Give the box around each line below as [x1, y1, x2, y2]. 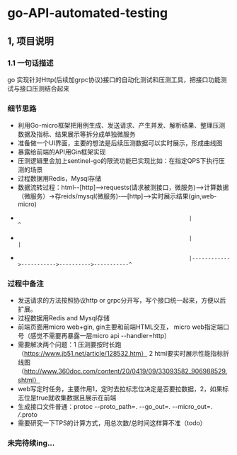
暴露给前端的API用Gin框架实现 [17, 147, 106, 157]
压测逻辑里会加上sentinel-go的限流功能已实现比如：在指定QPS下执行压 [17, 157, 225, 165]
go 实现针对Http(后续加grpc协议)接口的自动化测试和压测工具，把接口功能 [7, 75, 221, 84]
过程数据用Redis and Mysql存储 [17, 314, 110, 322]
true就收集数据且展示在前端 [36, 393, 117, 402]
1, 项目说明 [7, 35, 54, 47]
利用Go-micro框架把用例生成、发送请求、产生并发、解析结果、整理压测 [17, 121, 226, 130]
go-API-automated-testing [7, 5, 168, 21]
